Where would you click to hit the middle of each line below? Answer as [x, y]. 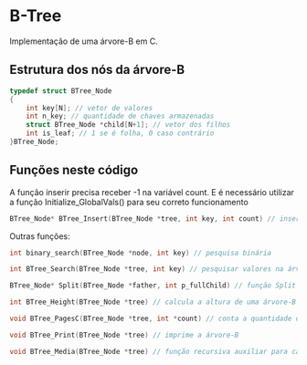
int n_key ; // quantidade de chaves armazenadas [120, 116]
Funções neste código [74, 170]
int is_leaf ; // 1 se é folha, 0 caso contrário [120, 133]
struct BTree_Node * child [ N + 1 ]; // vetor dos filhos [128, 125]
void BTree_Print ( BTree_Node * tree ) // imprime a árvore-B [124, 335]
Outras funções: [40, 236]
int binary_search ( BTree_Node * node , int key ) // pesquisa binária [141, 253]
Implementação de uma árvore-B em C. [84, 41]
